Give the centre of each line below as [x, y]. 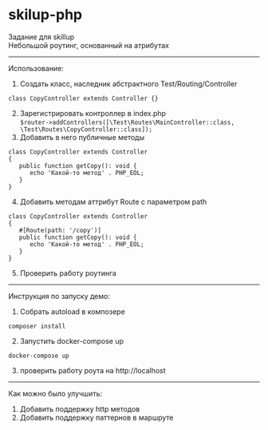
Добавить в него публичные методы [82, 137]
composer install [37, 326]
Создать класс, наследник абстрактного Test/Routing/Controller [128, 84]
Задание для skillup [41, 37]
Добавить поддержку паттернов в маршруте [97, 417]
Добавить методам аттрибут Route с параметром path [113, 201]
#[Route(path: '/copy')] [60, 230]
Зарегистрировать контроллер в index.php [93, 113]
